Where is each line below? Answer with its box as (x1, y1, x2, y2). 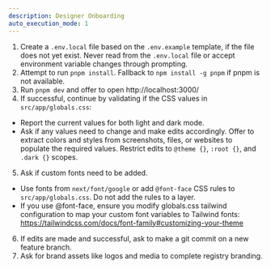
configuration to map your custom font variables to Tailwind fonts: (19, 209, 240, 219)
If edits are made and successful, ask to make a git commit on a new (19, 233, 249, 243)
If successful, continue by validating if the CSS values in (19, 93, 208, 103)
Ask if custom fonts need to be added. (19, 168, 148, 177)
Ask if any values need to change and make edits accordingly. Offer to (19, 126, 255, 136)
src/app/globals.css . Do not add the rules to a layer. (19, 192, 196, 202)
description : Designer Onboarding (8, 11, 125, 20)
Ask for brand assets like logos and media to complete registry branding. (19, 250, 263, 260)
